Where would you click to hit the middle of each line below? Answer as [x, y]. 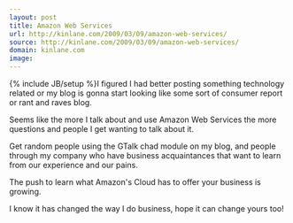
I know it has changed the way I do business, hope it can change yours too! [147, 208]
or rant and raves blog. [51, 102]
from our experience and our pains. [74, 165]
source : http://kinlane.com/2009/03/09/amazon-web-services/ [124, 42]
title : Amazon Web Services [61, 26]
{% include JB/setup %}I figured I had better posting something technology [147, 84]
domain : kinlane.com [47, 50]
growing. [25, 192]
